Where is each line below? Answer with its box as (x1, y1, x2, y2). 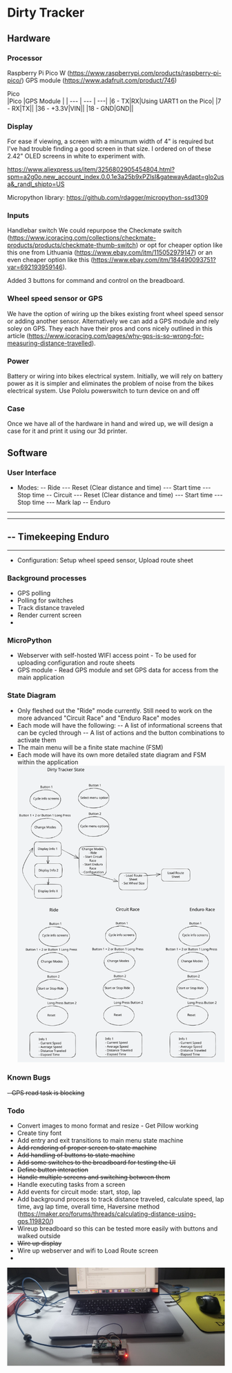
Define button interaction (17, 1165, 88, 1174)
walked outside (17, 1232, 61, 1240)
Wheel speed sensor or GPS (7, 294, 104, 304)
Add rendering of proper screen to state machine (17, 1143, 157, 1152)
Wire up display (17, 1240, 62, 1248)
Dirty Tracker (7, 5, 85, 21)
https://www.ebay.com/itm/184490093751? (93, 256, 216, 264)
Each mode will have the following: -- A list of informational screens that (17, 721, 223, 729)
